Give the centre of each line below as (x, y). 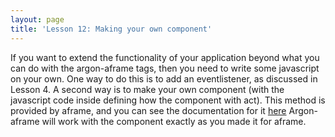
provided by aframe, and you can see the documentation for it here (148, 110)
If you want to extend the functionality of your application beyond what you (165, 57)
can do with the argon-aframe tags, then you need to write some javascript (165, 68)
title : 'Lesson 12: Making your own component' (111, 29)
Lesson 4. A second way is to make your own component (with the (147, 89)
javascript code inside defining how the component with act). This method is (168, 100)
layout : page (37, 19)
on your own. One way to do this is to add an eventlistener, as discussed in (164, 78)
